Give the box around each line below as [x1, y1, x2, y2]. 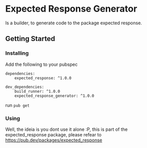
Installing [5, 50, 29, 57]
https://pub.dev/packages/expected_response [5, 137, 103, 143]
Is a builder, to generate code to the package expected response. [5, 20, 142, 26]
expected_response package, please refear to [5, 131, 102, 137]
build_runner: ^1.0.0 [14, 89, 60, 94]
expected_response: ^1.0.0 [14, 76, 72, 81]
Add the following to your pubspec [5, 61, 78, 67]
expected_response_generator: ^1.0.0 [14, 93, 95, 98]
